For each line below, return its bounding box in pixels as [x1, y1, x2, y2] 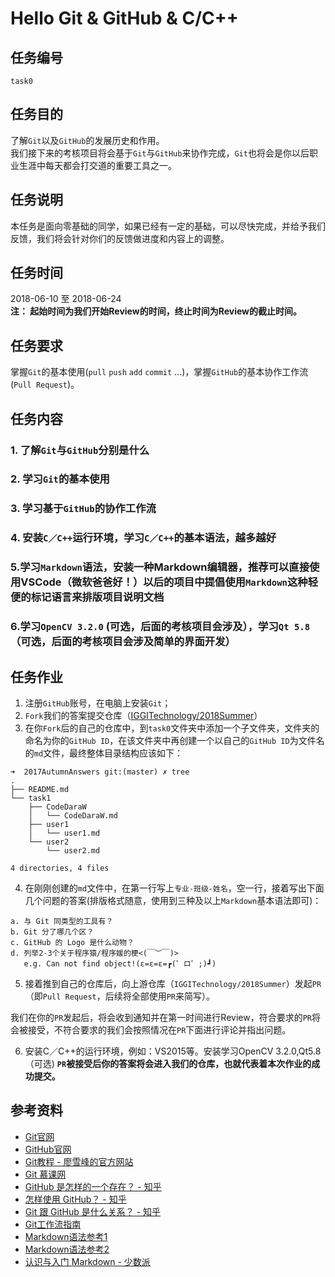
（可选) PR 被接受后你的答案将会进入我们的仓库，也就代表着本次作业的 [24, 1057, 312, 1069]
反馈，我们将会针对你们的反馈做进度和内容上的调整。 [10, 232, 230, 244]
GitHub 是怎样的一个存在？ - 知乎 [24, 1180, 162, 1192]
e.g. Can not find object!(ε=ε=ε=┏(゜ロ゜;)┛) [23, 958, 217, 969]
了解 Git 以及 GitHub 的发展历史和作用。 [10, 134, 165, 146]
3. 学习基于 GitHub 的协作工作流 [10, 502, 157, 516]
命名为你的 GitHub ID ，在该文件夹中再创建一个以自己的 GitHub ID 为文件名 [24, 734, 325, 746]
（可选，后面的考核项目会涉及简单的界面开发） [10, 635, 236, 649]
